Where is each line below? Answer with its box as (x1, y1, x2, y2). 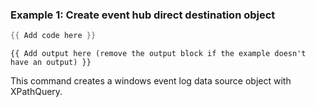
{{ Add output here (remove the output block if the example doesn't (10, 49, 307, 59)
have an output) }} (10, 58, 92, 68)
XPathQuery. (10, 86, 63, 98)
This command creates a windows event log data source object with (10, 75, 292, 87)
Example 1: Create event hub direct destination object (10, 8, 276, 22)
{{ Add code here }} (10, 31, 97, 41)
